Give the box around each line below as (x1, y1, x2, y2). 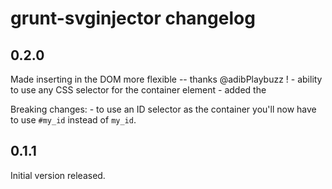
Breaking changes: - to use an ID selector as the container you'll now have (10, 103, 317, 115)
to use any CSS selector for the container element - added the (10, 84, 267, 96)
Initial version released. (10, 169, 106, 181)
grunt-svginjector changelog (10, 7, 256, 30)
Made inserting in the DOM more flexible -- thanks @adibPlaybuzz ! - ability (10, 73, 323, 85)
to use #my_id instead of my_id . (10, 114, 137, 126)
